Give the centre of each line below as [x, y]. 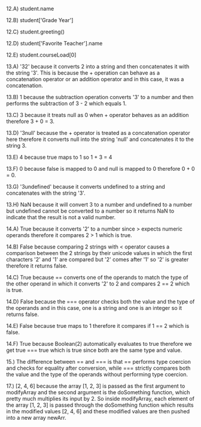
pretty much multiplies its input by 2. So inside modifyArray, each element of [100, 399]
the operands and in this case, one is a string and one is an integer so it [94, 308]
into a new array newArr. [36, 418]
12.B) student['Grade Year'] [40, 20]
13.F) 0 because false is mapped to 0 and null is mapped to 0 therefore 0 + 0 [100, 169]
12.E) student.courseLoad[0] [41, 55]
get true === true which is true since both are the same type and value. [94, 350]
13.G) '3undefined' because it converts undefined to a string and [86, 187]
